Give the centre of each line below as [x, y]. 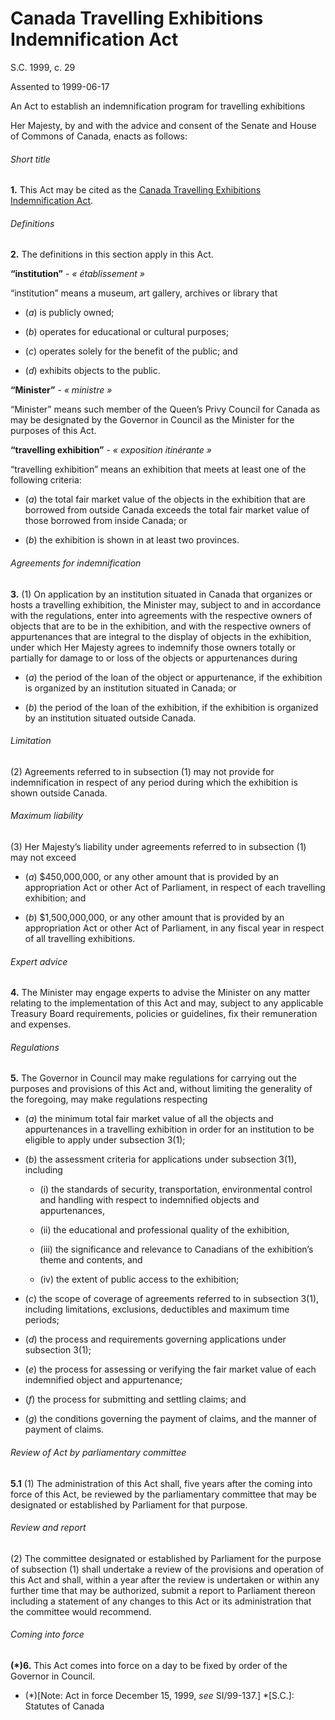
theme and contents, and [91, 1260]
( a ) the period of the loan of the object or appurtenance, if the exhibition [173, 677]
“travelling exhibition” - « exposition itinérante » [111, 450]
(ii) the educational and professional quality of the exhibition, [164, 1230]
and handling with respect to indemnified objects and [149, 1200]
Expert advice [39, 961]
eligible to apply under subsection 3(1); [105, 1140]
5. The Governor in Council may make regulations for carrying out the [153, 1078]
